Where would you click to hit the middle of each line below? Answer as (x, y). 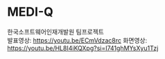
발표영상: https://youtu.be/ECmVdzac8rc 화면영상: (77, 40)
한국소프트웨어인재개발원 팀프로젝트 (55, 32)
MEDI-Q (31, 12)
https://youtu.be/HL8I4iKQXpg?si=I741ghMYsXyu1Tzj (83, 48)
